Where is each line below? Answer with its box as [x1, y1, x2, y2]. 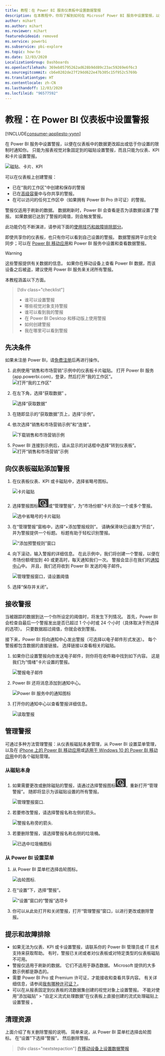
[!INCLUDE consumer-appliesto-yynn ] [5, 131, 81, 137]
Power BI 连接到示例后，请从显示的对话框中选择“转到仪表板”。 [12, 443, 139, 448]
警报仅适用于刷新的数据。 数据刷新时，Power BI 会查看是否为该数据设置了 [5, 207, 155, 213]
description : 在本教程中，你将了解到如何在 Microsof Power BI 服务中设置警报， [5, 13, 156, 18]
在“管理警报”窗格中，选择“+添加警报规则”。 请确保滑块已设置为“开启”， [12, 524, 157, 530]
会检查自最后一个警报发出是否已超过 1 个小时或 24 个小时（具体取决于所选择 [5, 620, 159, 626]
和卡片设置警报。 [5, 153, 40, 159]
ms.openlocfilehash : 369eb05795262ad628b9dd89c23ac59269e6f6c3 [5, 65, 137, 70]
